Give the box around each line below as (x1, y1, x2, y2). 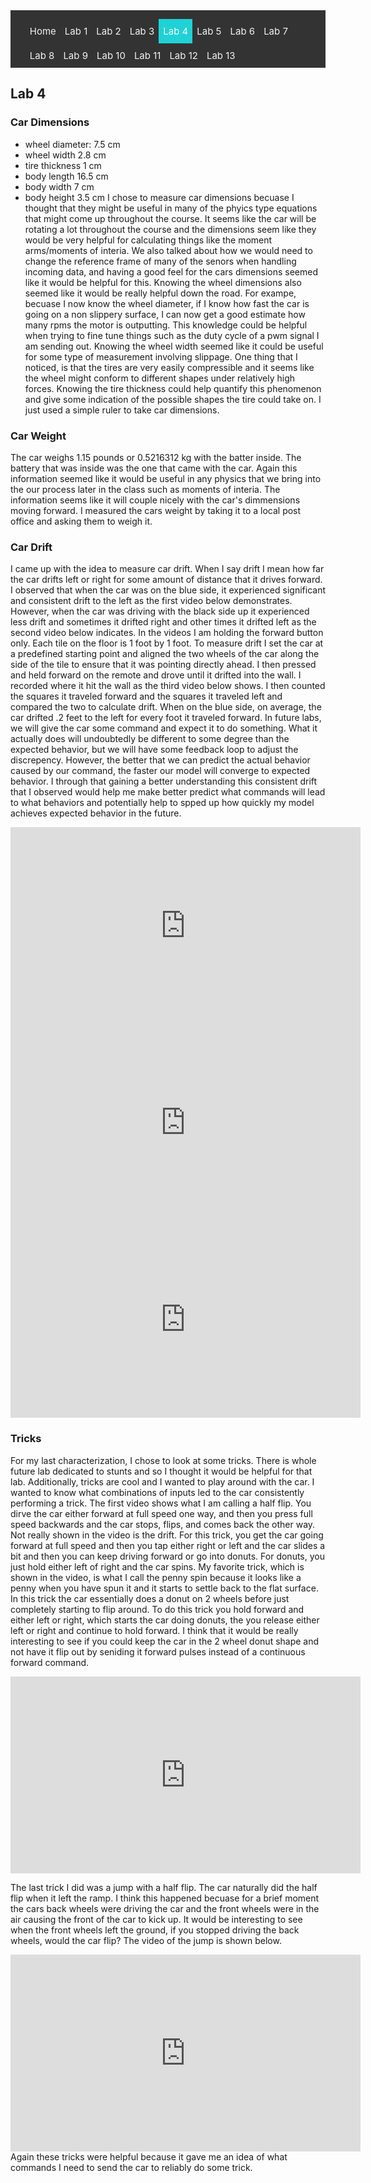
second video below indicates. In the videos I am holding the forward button (10, 627, 324, 639)
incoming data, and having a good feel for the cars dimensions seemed (24, 265, 319, 278)
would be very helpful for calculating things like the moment (24, 234, 273, 246)
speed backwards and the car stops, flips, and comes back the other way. (10, 1518, 316, 1530)
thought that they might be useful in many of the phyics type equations (24, 202, 318, 214)
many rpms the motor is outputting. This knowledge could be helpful (24, 319, 308, 331)
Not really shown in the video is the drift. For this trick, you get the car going (10, 1529, 324, 1541)
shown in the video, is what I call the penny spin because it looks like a (10, 1571, 302, 1583)
